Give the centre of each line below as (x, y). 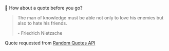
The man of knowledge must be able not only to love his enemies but (90, 18)
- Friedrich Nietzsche (40, 33)
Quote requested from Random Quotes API (50, 43)
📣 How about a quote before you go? (44, 8)
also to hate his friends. (42, 23)
